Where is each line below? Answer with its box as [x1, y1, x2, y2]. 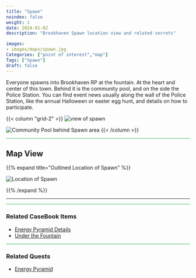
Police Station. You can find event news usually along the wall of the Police [6, 91, 186, 98]
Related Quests [6, 252, 51, 260]
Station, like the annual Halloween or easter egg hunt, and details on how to [6, 97, 188, 104]
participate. [6, 104, 34, 111]
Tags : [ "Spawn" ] [6, 57, 45, 63]
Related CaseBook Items [6, 212, 77, 221]
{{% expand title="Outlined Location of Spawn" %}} [6, 164, 131, 171]
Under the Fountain [14, 232, 61, 239]
